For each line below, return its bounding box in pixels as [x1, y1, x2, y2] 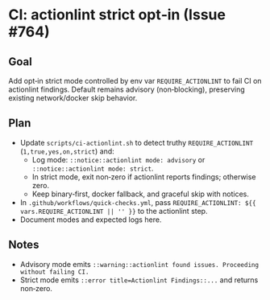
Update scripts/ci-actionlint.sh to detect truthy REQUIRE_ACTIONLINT [19, 138, 254, 147]
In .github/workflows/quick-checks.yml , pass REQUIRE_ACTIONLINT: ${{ [19, 197, 256, 207]
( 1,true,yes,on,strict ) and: [19, 146, 114, 156]
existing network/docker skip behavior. [8, 93, 138, 102]
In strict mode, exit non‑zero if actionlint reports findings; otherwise [31, 171, 256, 182]
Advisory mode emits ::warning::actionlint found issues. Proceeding [19, 259, 260, 269]
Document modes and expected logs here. [19, 215, 162, 224]
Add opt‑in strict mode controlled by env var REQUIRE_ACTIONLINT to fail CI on [8, 76, 262, 85]
